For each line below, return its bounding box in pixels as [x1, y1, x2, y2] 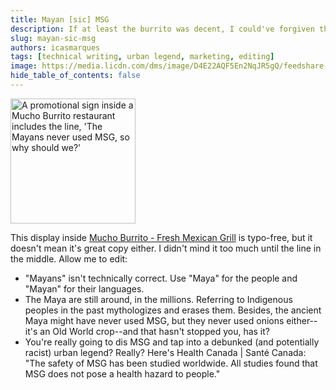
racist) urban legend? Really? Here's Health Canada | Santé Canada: [24, 346, 307, 358]
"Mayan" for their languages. [24, 282, 145, 295]
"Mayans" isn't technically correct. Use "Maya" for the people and [24, 272, 298, 284]
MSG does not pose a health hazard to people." [24, 367, 221, 380]
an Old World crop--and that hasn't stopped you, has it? [39, 325, 270, 337]
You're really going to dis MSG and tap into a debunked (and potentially [24, 336, 320, 348]
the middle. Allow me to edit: [10, 252, 128, 265]
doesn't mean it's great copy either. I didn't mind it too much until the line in [10, 242, 322, 254]
